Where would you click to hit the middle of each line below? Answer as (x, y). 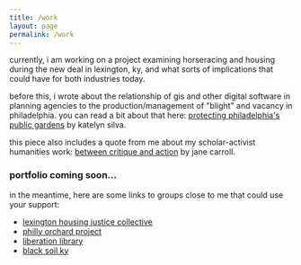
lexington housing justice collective (87, 222)
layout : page (34, 26)
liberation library (53, 241)
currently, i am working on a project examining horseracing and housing (142, 60)
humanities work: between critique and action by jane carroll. (123, 152)
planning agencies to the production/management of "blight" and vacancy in (151, 106)
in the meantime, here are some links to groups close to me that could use (146, 195)
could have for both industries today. (77, 79)
